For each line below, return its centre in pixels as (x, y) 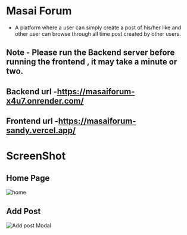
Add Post (24, 211)
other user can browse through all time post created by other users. (98, 33)
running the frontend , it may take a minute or (92, 62)
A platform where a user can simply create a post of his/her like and (98, 27)
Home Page (28, 178)
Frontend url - (32, 121)
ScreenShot (36, 156)
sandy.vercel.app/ (41, 130)
